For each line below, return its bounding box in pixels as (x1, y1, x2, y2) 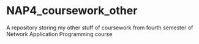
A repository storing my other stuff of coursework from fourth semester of (6, 24, 193, 31)
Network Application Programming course (6, 30, 113, 37)
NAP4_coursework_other (6, 4, 138, 18)
